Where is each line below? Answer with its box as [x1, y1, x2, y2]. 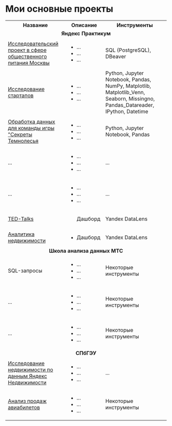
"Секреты [8, 131, 32, 138]
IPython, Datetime [105, 108, 148, 115]
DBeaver [105, 53, 126, 60]
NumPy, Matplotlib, [105, 82, 152, 89]
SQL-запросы [8, 267, 42, 274]
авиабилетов [8, 403, 40, 411]
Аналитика [8, 231, 35, 238]
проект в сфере [8, 47, 47, 54]
